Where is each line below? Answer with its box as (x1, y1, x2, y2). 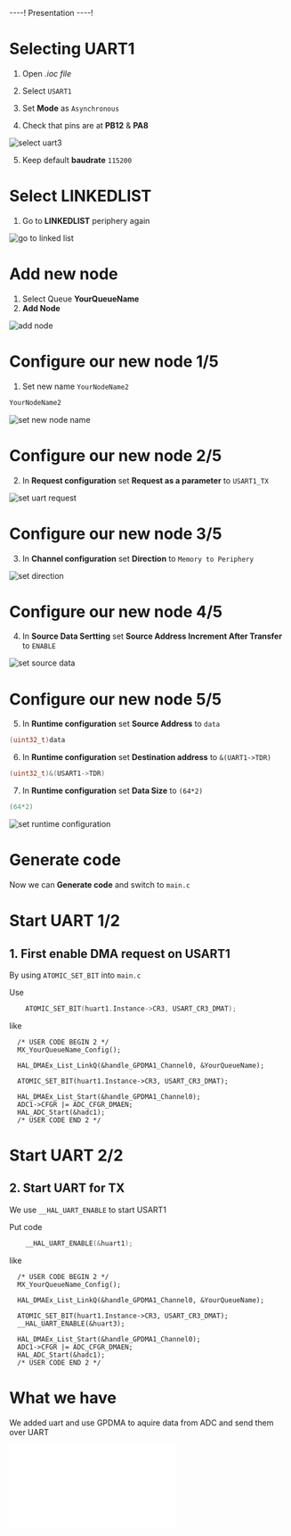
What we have (9, 1387, 117, 1408)
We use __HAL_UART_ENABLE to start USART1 (9, 1204, 167, 1215)
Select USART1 (21, 85, 72, 96)
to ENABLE (21, 640, 56, 651)
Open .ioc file (21, 68, 72, 78)
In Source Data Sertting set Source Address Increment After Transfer (21, 631, 283, 641)
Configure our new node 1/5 (9, 351, 220, 371)
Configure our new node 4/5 (9, 601, 223, 622)
